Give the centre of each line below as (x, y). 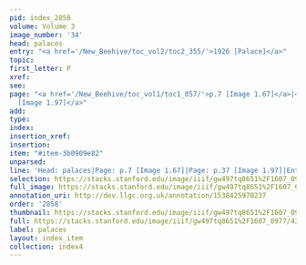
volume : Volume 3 (42, 26)
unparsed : (28, 162)
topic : (22, 60)
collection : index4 (46, 247)
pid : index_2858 (40, 18)
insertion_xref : (40, 137)
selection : (30, 178)
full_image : (32, 188)
